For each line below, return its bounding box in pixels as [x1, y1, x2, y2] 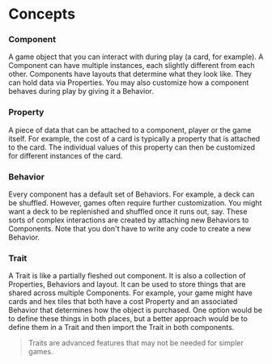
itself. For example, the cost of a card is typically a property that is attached [8, 133, 261, 143]
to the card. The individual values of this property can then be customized [8, 142, 255, 152]
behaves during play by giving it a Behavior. [8, 87, 154, 96]
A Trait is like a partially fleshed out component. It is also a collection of [8, 271, 246, 281]
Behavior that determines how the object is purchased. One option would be [8, 305, 263, 315]
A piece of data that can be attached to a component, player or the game [8, 125, 252, 134]
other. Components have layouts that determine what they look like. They [8, 70, 253, 79]
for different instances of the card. [8, 150, 123, 160]
